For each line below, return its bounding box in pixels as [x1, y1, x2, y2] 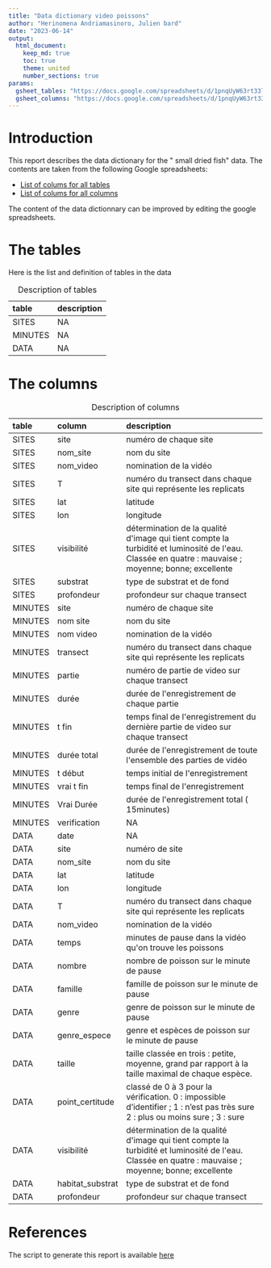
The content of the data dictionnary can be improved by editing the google [8, 204, 256, 214]
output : [8, 34, 35, 43]
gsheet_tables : [15, 86, 67, 95]
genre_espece [56, 1030, 111, 1041]
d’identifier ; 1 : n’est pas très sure [126, 1102, 255, 1113]
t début [56, 768, 85, 779]
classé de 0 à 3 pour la [126, 1082, 213, 1093]
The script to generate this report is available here [8, 1250, 175, 1259]
